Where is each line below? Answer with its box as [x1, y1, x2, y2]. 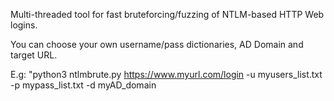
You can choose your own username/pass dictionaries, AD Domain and [10, 39, 304, 50]
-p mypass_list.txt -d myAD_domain [10, 79, 157, 91]
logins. [10, 19, 38, 31]
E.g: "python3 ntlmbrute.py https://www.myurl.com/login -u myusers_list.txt [10, 69, 323, 80]
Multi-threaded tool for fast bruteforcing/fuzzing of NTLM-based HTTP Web [10, 9, 325, 20]
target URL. [10, 49, 58, 61]
